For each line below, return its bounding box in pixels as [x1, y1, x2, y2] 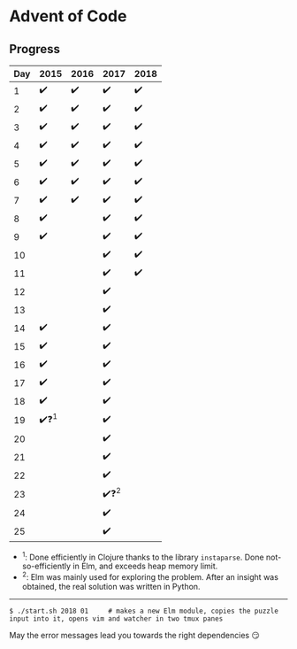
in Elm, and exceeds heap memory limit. [72, 560, 218, 572]
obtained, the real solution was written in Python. [21, 581, 201, 591]
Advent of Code [9, 6, 127, 27]
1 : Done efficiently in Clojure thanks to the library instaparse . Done [21, 550, 264, 562]
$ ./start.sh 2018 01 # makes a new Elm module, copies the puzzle [9, 607, 278, 615]
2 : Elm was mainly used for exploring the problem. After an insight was [21, 570, 278, 582]
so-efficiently [21, 560, 72, 572]
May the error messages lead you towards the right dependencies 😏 [9, 630, 260, 640]
